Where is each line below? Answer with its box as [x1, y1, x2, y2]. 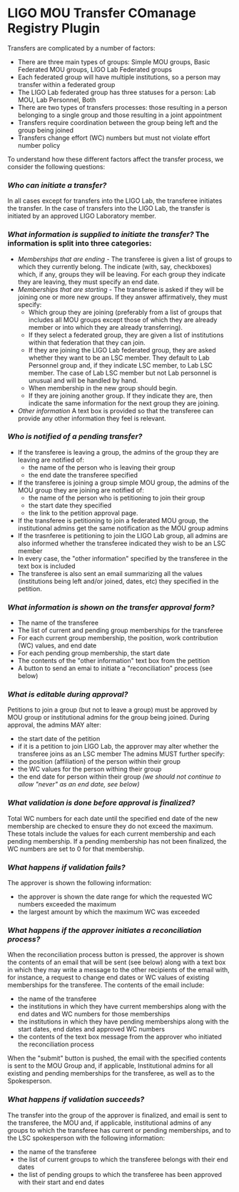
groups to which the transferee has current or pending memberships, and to [7, 1126, 231, 1134]
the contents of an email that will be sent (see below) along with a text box [7, 958, 226, 966]
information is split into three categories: [7, 238, 152, 248]
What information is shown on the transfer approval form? [7, 602, 215, 612]
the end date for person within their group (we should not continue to [17, 772, 221, 781]
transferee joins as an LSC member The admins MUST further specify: [17, 749, 225, 758]
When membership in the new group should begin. [28, 383, 178, 392]
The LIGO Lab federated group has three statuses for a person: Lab [17, 88, 216, 96]
